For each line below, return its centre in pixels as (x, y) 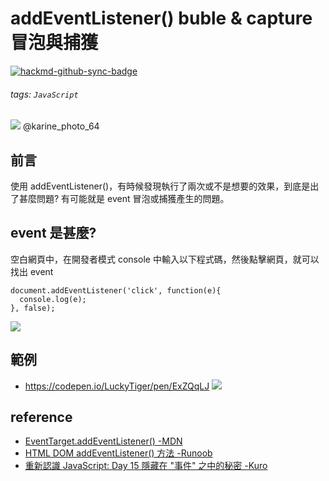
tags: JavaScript (44, 94)
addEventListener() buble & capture (161, 18)
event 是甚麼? (53, 233)
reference (41, 417)
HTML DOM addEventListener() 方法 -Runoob (118, 453)
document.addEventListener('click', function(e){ (116, 290)
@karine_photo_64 (61, 126)
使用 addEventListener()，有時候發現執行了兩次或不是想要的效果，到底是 (160, 186)
